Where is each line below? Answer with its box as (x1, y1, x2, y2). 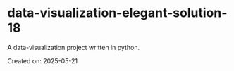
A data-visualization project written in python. (7, 43, 140, 51)
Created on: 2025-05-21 (7, 56, 78, 65)
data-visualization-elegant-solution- (7, 5, 228, 21)
